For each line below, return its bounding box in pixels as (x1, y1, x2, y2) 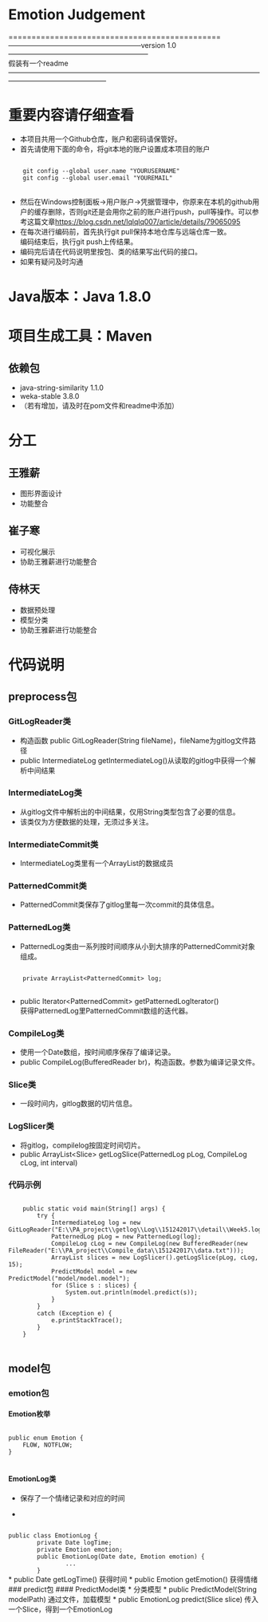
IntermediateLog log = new (50, 1218, 141, 1226)
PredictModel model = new (50, 1267, 137, 1275)
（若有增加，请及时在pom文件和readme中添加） (19, 401, 179, 411)
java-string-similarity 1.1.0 (19, 383, 104, 392)
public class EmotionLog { (8, 1531, 98, 1540)
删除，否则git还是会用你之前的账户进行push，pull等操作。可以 (47, 207, 253, 216)
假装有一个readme (8, 58, 69, 68)
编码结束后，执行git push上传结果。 (19, 237, 138, 246)
